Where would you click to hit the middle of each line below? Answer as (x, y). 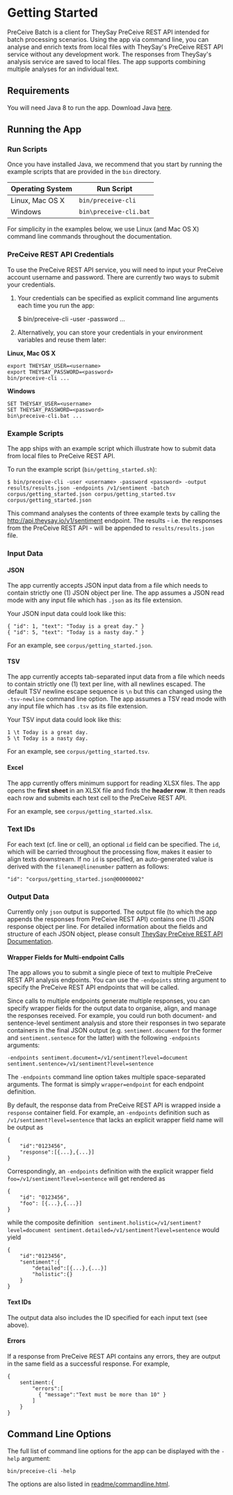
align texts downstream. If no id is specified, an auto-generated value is (110, 859)
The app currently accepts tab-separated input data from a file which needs (116, 677)
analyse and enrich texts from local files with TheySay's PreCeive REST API (115, 47)
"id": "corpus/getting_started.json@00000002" (76, 879)
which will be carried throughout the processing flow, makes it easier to (110, 851)
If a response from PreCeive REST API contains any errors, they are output (114, 1356)
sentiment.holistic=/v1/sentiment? (150, 1223)
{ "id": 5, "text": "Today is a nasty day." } (76, 633)
